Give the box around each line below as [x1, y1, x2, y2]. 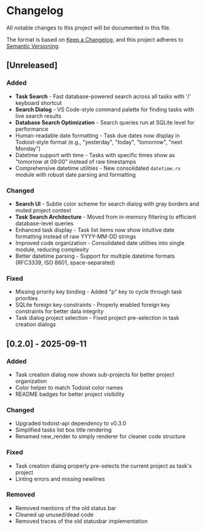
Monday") [15, 145, 41, 152]
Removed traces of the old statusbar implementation [15, 517, 148, 525]
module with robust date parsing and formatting [15, 171, 136, 178]
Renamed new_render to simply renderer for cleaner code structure [15, 433, 186, 440]
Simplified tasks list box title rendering [15, 426, 112, 433]
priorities [15, 295, 38, 302]
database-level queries [15, 219, 74, 227]
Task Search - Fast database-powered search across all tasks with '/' [15, 93, 192, 100]
